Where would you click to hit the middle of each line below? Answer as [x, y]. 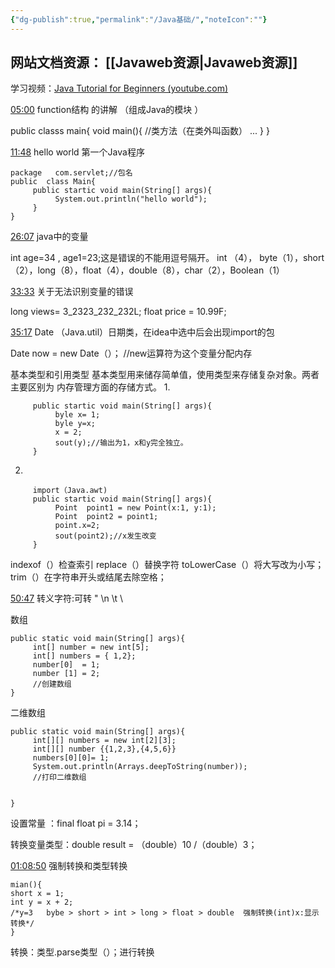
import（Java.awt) [70, 491]
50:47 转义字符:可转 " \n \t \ [67, 598]
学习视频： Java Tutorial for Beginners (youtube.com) [119, 88]
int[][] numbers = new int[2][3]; [104, 741]
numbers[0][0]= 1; [71, 758]
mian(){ [26, 885]
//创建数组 [52, 684]
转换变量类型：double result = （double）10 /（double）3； [134, 845]
